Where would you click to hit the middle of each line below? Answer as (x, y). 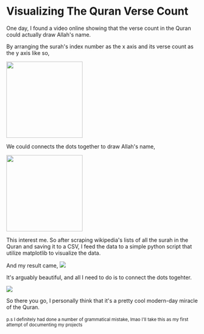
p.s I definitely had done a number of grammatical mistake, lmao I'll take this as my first (97, 319)
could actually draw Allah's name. (49, 34)
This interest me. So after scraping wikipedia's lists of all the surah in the (97, 240)
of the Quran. (23, 307)
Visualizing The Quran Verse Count (97, 11)
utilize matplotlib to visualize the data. (54, 253)
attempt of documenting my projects (44, 325)
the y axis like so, (28, 53)
